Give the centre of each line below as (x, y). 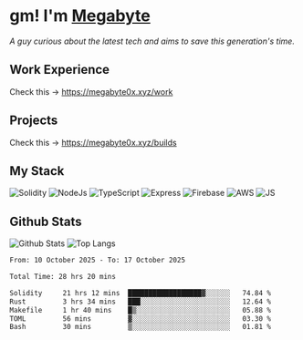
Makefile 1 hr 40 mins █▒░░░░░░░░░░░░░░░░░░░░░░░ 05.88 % (141, 310)
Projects (34, 121)
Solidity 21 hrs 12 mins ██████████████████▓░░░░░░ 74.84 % (141, 293)
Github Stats (46, 221)
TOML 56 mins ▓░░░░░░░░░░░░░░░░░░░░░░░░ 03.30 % (141, 319)
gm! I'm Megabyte (80, 16)
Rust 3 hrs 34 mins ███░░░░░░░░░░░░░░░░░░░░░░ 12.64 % (141, 302)
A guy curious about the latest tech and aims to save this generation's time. (152, 41)
